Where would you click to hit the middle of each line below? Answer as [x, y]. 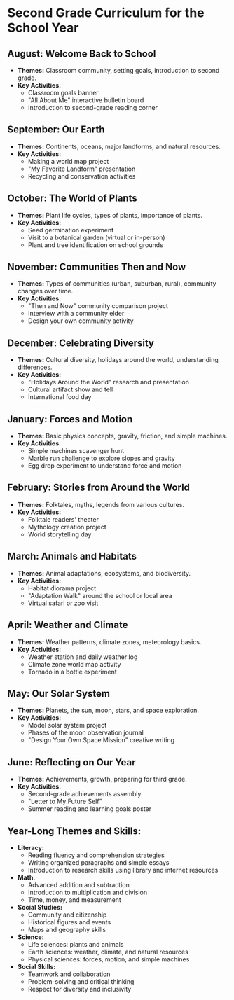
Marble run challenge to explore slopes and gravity [101, 458]
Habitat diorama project [62, 588]
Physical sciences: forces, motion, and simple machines [109, 959]
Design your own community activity [81, 321]
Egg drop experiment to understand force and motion [105, 466]
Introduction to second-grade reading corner [92, 107]
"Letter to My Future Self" [65, 801]
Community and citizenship [67, 915]
